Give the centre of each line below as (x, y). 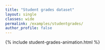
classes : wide (20, 19)
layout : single (21, 14)
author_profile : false (29, 28)
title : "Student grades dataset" (40, 10)
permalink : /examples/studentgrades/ (44, 24)
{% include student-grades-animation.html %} (53, 42)
